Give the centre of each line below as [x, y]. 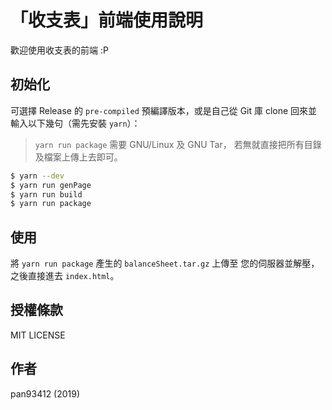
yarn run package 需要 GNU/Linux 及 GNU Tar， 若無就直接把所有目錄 [178, 144]
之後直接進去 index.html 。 [65, 276]
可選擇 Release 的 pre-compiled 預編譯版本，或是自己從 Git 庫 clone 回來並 [164, 110]
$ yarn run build [46, 194]
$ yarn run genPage [51, 185]
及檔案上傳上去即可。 [78, 157]
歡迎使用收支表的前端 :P [59, 50]
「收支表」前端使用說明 [107, 20]
